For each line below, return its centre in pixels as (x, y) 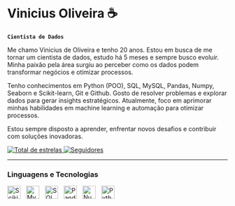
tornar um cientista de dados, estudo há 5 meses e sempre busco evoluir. (113, 57)
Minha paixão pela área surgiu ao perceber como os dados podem (103, 64)
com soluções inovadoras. (45, 136)
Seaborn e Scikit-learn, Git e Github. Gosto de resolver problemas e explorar (117, 93)
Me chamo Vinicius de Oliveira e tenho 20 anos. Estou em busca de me (110, 50)
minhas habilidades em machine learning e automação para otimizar (106, 108)
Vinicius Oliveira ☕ (63, 14)
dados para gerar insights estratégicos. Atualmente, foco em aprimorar (109, 100)
